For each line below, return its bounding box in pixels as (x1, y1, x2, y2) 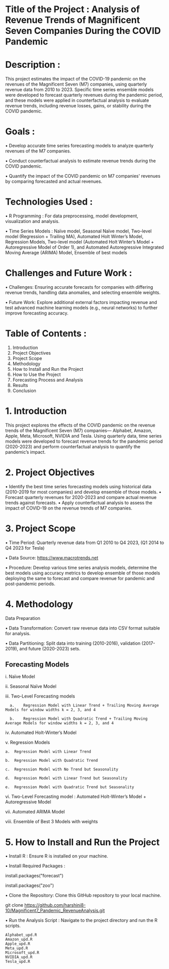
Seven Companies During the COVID (5, 25, 161, 36)
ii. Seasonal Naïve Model (5, 683, 57, 689)
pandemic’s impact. (5, 449, 46, 455)
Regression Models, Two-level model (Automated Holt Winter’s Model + (5, 239, 154, 245)
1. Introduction (5, 405, 67, 417)
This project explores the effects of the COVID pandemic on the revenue (5, 422, 155, 428)
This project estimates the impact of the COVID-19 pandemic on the (5, 76, 146, 82)
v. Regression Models (5, 740, 50, 746)
